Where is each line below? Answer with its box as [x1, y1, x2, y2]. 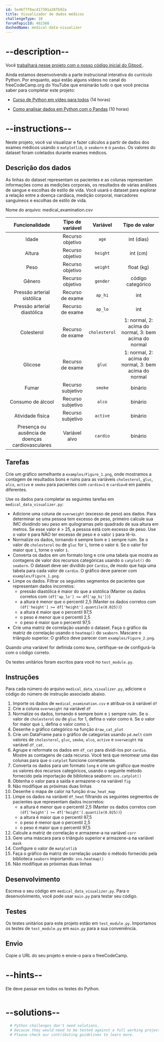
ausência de [18, 429, 46, 436]
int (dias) [128, 236, 149, 243]
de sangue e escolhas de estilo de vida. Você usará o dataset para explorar [5, 187, 157, 193]
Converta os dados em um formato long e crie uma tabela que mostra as [12, 552, 159, 558]
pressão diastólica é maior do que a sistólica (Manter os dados [19, 588, 146, 594]
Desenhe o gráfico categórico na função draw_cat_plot [12, 726, 124, 732]
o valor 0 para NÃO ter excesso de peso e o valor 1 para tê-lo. [12, 531, 137, 537]
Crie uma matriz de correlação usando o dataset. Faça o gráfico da [12, 625, 147, 630]
